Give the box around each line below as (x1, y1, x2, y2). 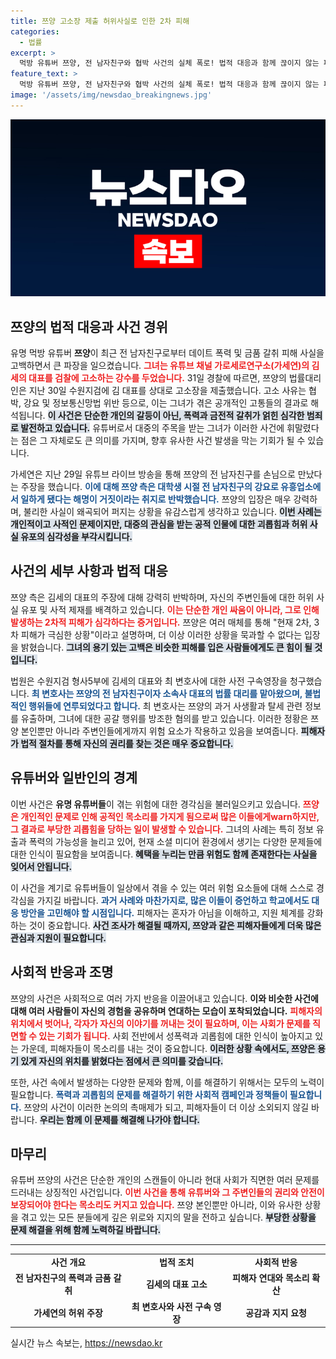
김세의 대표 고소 (145, 1278, 208, 1290)
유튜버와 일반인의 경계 (10, 770, 138, 787)
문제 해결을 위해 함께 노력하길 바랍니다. (10, 1224, 162, 1236)
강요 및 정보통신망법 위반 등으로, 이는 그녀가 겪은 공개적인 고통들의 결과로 (23, 397, 309, 409)
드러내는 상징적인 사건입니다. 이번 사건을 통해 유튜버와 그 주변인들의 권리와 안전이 (10, 1186, 325, 1199)
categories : (10, 26, 60, 37)
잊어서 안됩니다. (10, 860, 73, 872)
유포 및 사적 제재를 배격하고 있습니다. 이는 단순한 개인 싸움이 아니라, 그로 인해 (20, 603, 320, 615)
